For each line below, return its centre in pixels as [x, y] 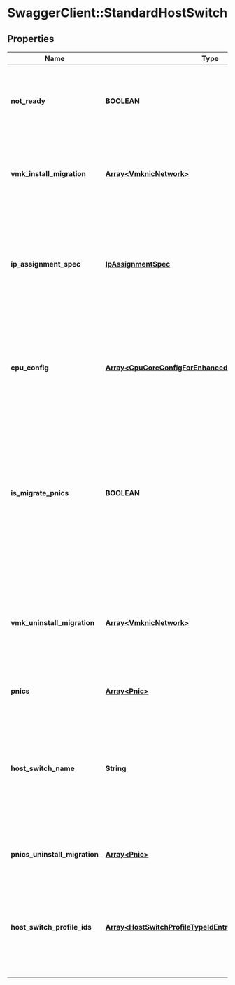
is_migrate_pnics [40, 493]
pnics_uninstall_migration [55, 854]
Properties [31, 39]
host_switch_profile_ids [51, 927]
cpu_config [30, 368]
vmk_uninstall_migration [53, 623]
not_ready [28, 101]
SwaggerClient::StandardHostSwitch [117, 13]
